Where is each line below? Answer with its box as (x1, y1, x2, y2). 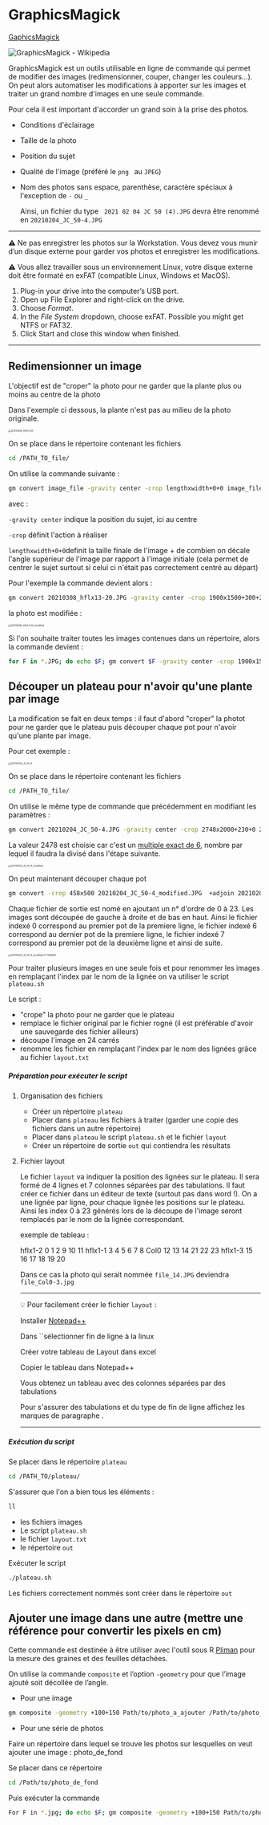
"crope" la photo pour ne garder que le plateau (19, 1010, 175, 1020)
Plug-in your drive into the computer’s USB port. (19, 286, 179, 295)
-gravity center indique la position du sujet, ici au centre (8, 514, 198, 523)
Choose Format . (19, 303, 74, 312)
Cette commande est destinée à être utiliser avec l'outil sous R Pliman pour (8, 1645, 256, 1655)
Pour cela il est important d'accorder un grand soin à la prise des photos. (8, 104, 250, 114)
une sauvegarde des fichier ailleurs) (19, 1027, 139, 1037)
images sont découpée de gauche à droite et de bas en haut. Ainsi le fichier (8, 912, 258, 922)
